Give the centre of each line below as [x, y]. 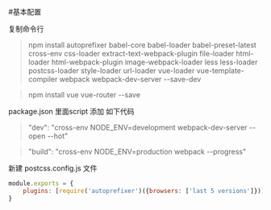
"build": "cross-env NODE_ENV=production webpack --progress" [137, 152]
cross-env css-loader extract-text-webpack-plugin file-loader [131, 54]
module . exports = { [41, 183]
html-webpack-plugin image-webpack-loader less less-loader [154, 62]
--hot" [58, 136]
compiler [43, 79]
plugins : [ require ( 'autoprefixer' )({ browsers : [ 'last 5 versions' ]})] [144, 191]
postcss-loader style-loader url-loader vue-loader [111, 70]
